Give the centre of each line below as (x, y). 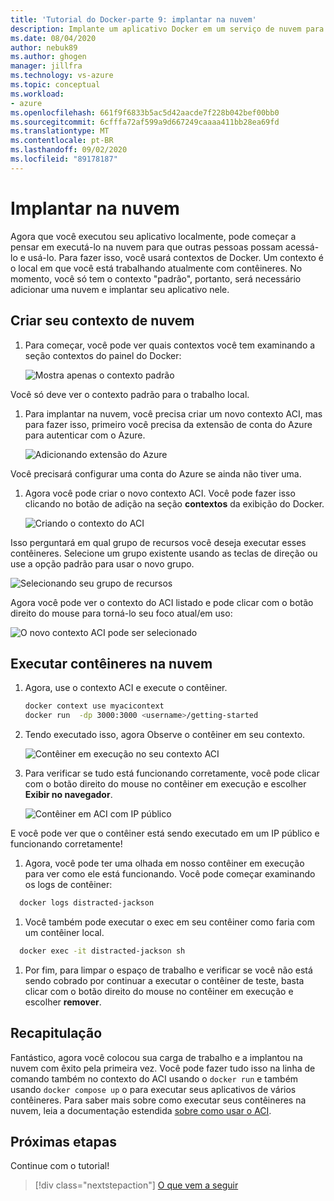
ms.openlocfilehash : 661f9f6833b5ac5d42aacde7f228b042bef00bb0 (145, 112)
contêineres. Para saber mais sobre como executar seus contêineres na (158, 1100)
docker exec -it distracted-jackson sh (102, 951)
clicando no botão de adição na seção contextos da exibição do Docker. (174, 503)
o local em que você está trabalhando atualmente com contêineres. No (156, 268)
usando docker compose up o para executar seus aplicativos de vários (153, 1089)
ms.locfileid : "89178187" (64, 159)
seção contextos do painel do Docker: (103, 355)
